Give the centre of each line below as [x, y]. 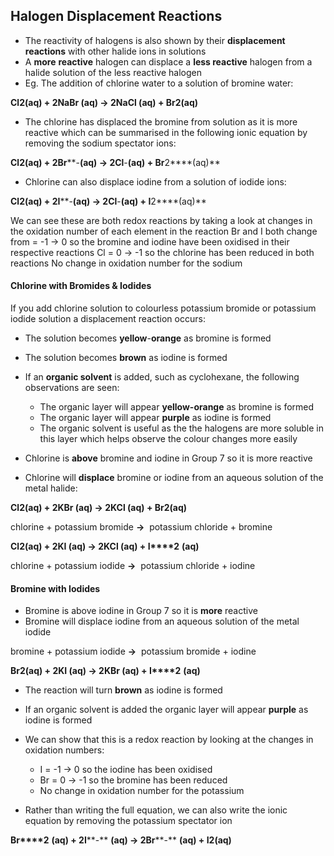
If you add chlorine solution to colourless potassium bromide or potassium [163, 308]
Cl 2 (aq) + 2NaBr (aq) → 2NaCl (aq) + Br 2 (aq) [104, 102]
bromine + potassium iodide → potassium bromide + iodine [133, 651]
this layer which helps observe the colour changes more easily [168, 439]
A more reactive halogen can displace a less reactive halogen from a [168, 61]
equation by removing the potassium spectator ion [128, 821]
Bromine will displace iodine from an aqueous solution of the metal [162, 621]
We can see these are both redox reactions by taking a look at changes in [161, 220]
